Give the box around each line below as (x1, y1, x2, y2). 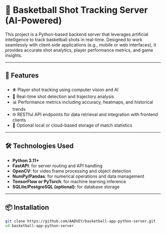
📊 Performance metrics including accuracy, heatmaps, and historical (12, 99, 153, 105)
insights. (5, 52, 23, 58)
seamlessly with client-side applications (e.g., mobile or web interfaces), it (5, 42, 157, 47)
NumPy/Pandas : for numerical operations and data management (12, 173, 145, 179)
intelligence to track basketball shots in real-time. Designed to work (5, 37, 142, 43)
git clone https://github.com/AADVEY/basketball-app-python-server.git (5, 219, 156, 224)
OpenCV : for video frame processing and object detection (12, 168, 131, 174)
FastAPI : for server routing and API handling (12, 163, 103, 169)
